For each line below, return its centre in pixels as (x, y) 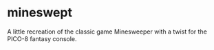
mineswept (40, 13)
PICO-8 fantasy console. (42, 38)
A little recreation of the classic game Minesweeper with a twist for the (107, 32)
